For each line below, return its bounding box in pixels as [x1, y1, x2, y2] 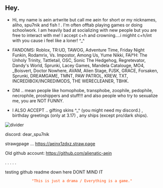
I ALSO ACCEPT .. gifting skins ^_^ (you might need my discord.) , [12, 107, 143, 113]
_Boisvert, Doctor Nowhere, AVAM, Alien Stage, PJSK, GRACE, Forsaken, [12, 68, 159, 74]
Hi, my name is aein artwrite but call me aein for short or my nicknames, [12, 17, 157, 22]
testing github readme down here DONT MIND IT [5, 169, 103, 175]
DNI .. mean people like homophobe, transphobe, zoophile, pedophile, [12, 87, 153, 93]
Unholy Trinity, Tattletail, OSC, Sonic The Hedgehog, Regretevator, [12, 57, 146, 63]
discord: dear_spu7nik [5, 131, 50, 137]
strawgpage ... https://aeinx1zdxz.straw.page [5, 141, 96, 147]
